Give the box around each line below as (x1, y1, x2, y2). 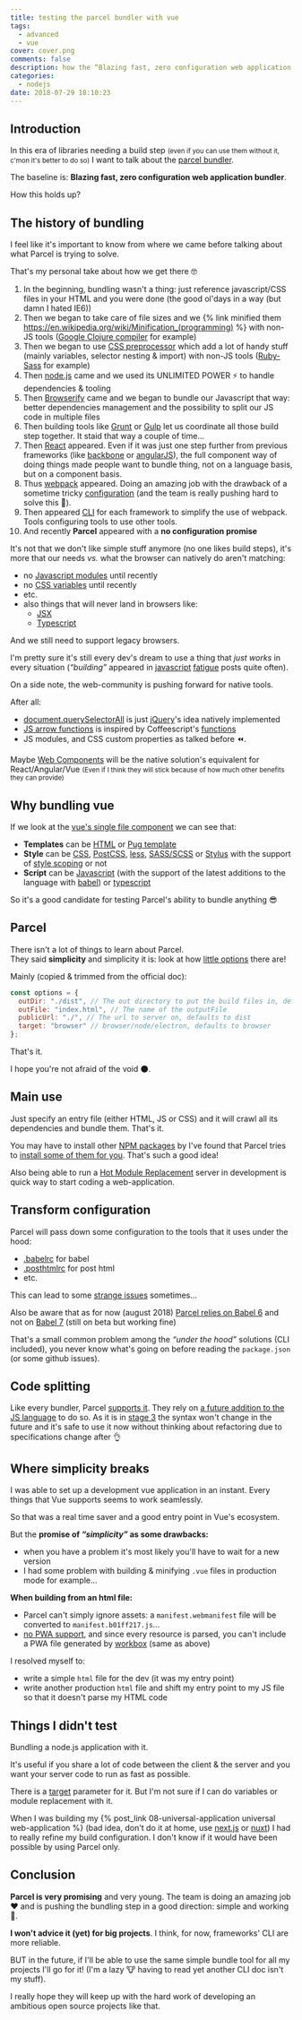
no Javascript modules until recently (22, 570, 158, 581)
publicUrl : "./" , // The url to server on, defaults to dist (18, 1014, 252, 1023)
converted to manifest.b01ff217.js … (22, 1619, 160, 1630)
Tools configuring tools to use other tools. (22, 516, 178, 527)
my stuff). (10, 1973, 47, 1984)
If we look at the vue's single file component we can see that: (10, 821, 237, 832)
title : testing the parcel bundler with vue (10, 13, 179, 22)
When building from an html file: (10, 1593, 134, 1603)
